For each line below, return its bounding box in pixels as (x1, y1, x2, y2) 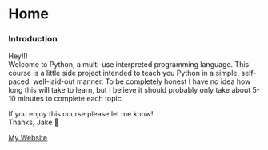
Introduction (8, 34, 58, 45)
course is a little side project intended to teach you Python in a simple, (8, 69, 240, 78)
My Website (8, 133, 48, 143)
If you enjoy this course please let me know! (8, 109, 154, 119)
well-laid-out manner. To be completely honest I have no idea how (33, 77, 251, 86)
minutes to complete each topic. (17, 93, 124, 104)
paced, (8, 77, 32, 86)
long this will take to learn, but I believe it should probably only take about (8, 85, 251, 95)
